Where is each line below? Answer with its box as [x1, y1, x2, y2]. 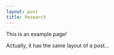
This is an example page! [6, 30, 67, 37]
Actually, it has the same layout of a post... [6, 42, 109, 49]
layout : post [6, 8, 38, 15]
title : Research [6, 14, 46, 20]
